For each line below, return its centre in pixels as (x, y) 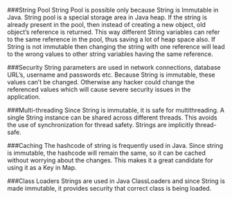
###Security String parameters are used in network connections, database (114, 67)
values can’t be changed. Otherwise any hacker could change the (101, 82)
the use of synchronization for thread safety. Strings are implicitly (100, 125)
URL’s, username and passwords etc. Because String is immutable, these (111, 75)
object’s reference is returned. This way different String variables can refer (114, 32)
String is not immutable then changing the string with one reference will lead (116, 47)
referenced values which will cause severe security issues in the (99, 89)
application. (24, 97)
